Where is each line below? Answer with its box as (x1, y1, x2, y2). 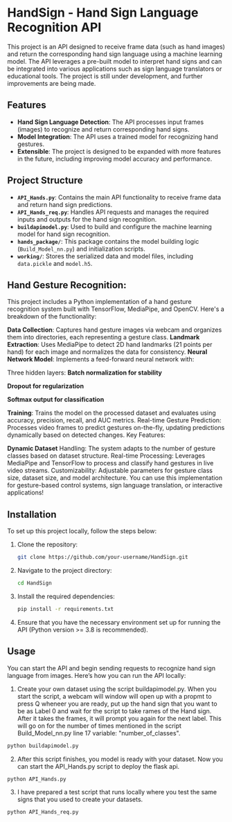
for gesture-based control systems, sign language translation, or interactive (7, 481, 223, 490)
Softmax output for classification (7, 395, 105, 404)
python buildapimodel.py (7, 742, 79, 749)
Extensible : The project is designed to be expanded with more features (17, 147, 222, 155)
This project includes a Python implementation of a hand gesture (7, 298, 192, 306)
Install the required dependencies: (17, 592, 116, 600)
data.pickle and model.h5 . (17, 259, 93, 267)
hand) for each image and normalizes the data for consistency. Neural (7, 348, 208, 356)
